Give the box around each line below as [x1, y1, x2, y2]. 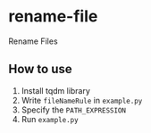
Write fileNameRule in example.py [21, 95, 143, 105]
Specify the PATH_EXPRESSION [21, 104, 127, 115]
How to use [8, 62, 72, 77]
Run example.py [21, 113, 79, 124]
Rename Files [8, 36, 59, 46]
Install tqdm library [21, 85, 91, 96]
